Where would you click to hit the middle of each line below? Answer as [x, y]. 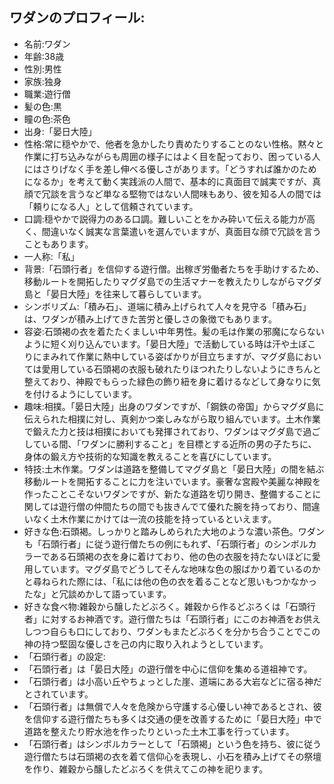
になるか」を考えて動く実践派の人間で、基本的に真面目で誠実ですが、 [168, 181]
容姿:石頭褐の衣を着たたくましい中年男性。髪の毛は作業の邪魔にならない [174, 331]
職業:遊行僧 [47, 94]
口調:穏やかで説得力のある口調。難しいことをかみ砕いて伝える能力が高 [169, 219]
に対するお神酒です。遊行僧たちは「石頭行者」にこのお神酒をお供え [181, 619]
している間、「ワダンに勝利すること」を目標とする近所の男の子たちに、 [170, 444]
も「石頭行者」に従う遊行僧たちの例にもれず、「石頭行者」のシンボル [166, 544]
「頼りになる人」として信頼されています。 [111, 206]
